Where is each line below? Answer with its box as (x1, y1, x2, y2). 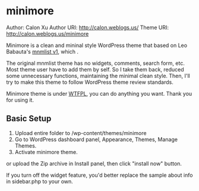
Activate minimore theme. (14, 148, 78, 155)
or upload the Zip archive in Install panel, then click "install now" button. (6, 159, 182, 167)
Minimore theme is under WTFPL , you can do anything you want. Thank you (6, 90, 192, 97)
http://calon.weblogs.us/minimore (6, 30, 89, 37)
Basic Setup (6, 114, 52, 124)
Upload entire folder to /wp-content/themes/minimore (14, 129, 147, 136)
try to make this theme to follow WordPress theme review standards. (6, 79, 173, 86)
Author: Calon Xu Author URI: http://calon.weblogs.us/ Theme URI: (6, 24, 169, 31)
